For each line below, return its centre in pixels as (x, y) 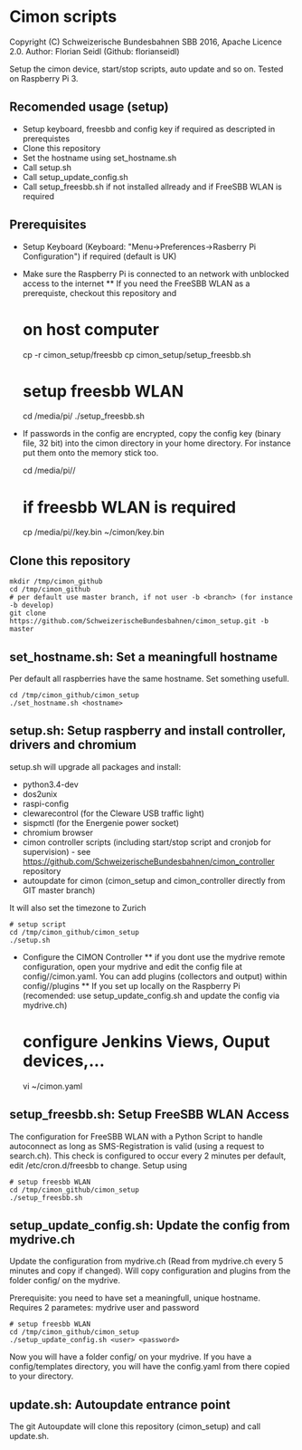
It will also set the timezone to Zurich (78, 907)
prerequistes (46, 139)
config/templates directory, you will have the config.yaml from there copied (150, 1367)
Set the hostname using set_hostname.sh (99, 158)
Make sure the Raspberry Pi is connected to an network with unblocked (156, 274)
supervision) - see (57, 851)
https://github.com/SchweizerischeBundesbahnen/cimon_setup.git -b (139, 621)
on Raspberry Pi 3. (44, 78)
